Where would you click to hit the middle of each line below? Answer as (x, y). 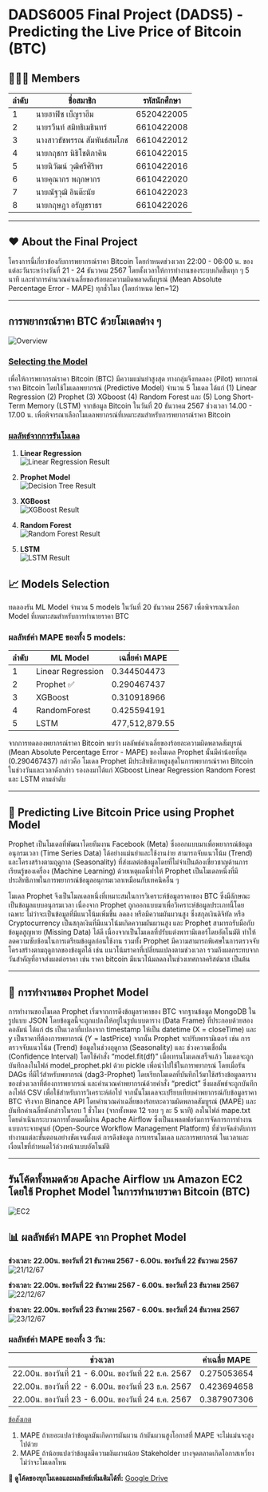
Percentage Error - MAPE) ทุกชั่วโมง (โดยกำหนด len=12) (94, 288)
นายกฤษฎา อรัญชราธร (69, 205)
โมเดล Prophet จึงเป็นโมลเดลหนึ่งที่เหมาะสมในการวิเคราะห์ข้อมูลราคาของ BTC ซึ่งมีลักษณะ (129, 896)
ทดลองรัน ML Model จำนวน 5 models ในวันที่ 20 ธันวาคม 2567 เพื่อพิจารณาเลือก (124, 607)
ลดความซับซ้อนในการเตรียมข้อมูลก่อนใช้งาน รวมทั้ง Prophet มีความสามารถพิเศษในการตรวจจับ (134, 941)
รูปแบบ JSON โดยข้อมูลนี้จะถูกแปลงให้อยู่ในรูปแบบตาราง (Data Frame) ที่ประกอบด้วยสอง (131, 1020)
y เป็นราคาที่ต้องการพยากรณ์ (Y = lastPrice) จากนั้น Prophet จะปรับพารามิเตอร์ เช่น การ (130, 1038)
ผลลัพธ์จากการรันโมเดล (44, 436)
